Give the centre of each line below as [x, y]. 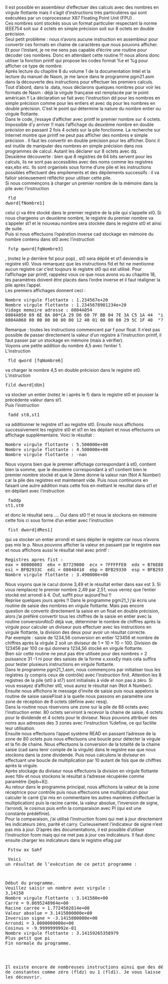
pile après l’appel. [23, 285]
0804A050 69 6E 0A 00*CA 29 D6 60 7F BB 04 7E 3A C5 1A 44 [79, 315]
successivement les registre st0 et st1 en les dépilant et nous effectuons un [83, 430]
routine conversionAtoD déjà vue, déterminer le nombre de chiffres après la [83, 621]
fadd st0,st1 [24, 415]
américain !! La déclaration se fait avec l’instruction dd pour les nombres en [83, 98]
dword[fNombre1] [25, 203]
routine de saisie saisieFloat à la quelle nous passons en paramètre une [79, 696]
